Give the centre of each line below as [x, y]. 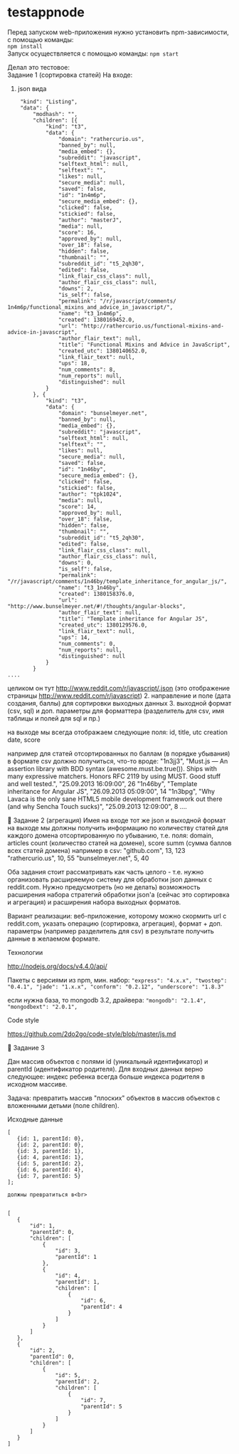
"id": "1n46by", [82, 469]
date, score [24, 739]
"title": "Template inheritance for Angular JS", [133, 619]
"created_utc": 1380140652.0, [103, 351]
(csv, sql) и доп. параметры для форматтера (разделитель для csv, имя [116, 711]
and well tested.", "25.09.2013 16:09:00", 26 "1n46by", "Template [102, 783]
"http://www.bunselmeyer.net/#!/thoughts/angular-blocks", [97, 606]
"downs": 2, [76, 288]
